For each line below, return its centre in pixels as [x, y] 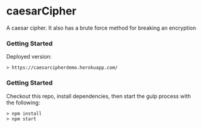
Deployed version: [29, 57]
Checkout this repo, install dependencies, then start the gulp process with [99, 96]
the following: [23, 102]
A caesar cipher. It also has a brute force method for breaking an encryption [101, 28]
